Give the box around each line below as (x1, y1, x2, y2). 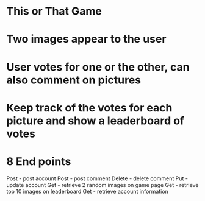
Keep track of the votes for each (6, 100, 173, 115)
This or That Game (6, 4, 102, 18)
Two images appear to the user (6, 32, 167, 46)
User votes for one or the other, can (6, 60, 190, 74)
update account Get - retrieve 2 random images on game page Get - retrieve (6, 181, 199, 188)
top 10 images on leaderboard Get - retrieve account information (6, 188, 169, 195)
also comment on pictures (6, 73, 142, 86)
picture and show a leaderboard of (6, 114, 185, 127)
